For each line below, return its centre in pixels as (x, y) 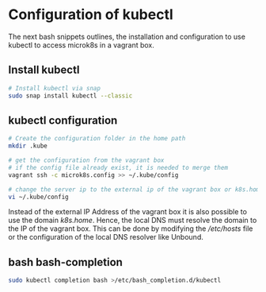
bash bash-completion (65, 262)
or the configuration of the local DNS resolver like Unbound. (106, 237)
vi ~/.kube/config (38, 197)
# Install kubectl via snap (55, 88)
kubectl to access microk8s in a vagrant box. (81, 44)
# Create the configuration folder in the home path (97, 139)
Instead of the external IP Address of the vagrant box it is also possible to (128, 212)
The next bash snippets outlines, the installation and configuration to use (127, 36)
